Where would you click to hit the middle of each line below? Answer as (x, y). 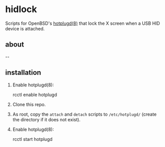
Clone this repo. (29, 104)
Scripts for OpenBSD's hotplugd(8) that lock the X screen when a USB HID (83, 23)
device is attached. (25, 28)
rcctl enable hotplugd (35, 94)
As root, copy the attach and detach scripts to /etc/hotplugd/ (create (85, 114)
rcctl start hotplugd (33, 139)
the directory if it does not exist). (46, 119)
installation (23, 72)
